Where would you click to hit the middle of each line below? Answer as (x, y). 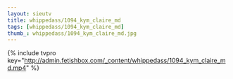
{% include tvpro (32, 53)
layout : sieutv (30, 14)
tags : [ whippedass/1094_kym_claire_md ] (66, 27)
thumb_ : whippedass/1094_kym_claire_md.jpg (72, 33)
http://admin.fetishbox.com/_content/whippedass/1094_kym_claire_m (125, 61)
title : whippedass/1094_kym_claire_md (64, 20)
